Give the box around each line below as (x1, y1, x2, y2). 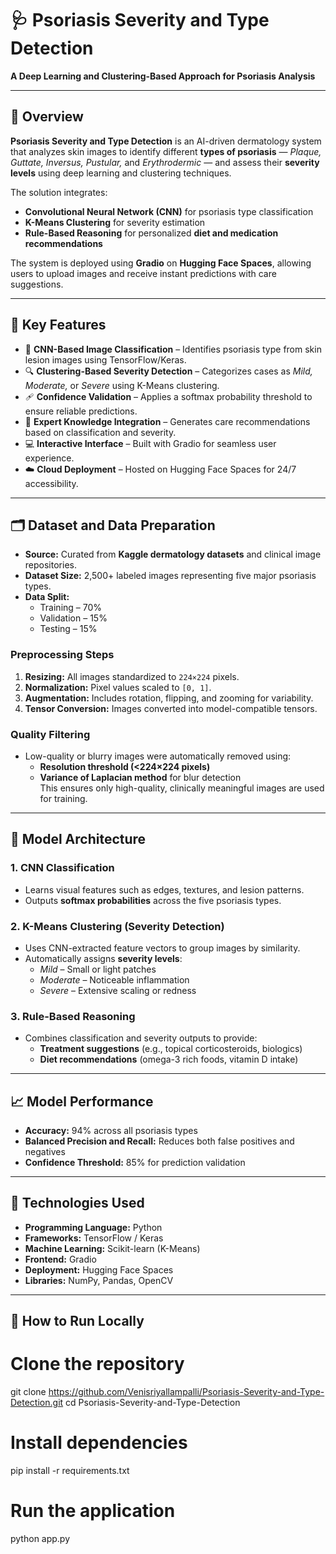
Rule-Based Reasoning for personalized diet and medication (24, 227, 279, 239)
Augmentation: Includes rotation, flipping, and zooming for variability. (24, 692, 314, 704)
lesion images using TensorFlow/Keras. (24, 353, 187, 366)
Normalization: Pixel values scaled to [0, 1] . (24, 681, 212, 693)
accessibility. (24, 477, 79, 489)
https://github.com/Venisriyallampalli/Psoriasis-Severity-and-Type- (48, 1386, 325, 1398)
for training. (39, 792, 88, 804)
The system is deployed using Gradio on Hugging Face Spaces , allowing (10, 257, 312, 269)
